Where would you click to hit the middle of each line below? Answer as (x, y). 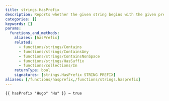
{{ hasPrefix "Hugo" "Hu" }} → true (44, 93)
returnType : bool (32, 70)
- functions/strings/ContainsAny (54, 51)
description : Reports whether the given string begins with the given (81, 14)
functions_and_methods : (34, 33)
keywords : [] (19, 24)
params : (13, 28)
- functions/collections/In (48, 65)
